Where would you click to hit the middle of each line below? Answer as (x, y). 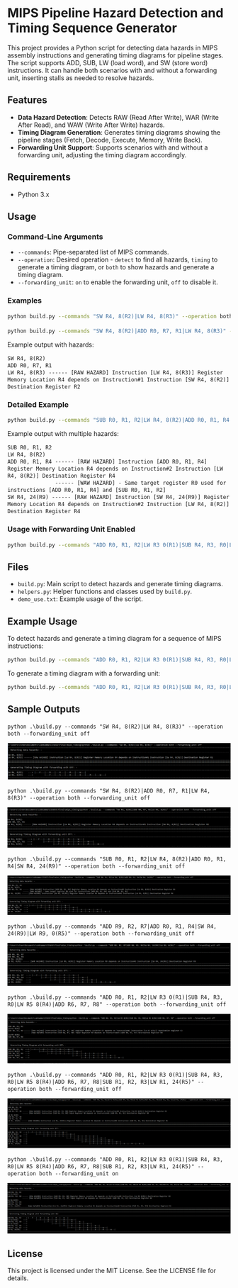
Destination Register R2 (44, 387)
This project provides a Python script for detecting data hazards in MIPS (113, 47)
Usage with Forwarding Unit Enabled (72, 530)
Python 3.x (33, 194)
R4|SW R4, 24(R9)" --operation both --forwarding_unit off (96, 866)
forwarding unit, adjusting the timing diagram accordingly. (102, 155)
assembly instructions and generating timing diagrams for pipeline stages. (115, 55)
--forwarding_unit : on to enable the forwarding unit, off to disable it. (118, 282)
